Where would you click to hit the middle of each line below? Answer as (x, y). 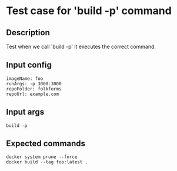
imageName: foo (25, 78)
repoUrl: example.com (33, 94)
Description (28, 33)
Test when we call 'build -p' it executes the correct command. (81, 46)
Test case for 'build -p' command (89, 11)
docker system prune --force (42, 157)
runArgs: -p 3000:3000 (34, 83)
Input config (29, 65)
